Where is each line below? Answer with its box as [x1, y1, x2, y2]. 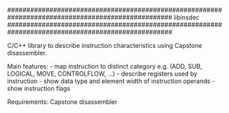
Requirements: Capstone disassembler [7, 98, 118, 106]
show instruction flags [7, 85, 71, 92]
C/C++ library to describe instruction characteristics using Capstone [7, 42, 203, 49]
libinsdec [174, 13, 200, 21]
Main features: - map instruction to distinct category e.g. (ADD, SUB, [7, 62, 203, 70]
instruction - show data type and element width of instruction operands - [7, 77, 215, 85]
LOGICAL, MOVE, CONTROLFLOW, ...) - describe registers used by [7, 69, 198, 78]
